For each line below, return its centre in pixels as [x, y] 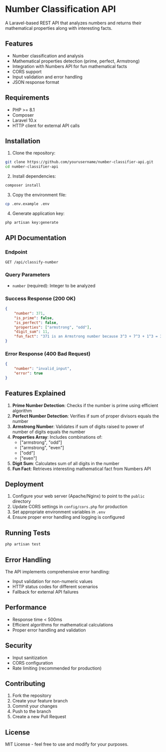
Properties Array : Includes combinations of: [57, 437]
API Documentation [36, 238]
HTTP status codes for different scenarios [55, 586]
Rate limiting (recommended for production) [57, 668]
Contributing [25, 684]
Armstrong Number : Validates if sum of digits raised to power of [78, 426]
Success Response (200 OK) [40, 298]
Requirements [27, 98]
